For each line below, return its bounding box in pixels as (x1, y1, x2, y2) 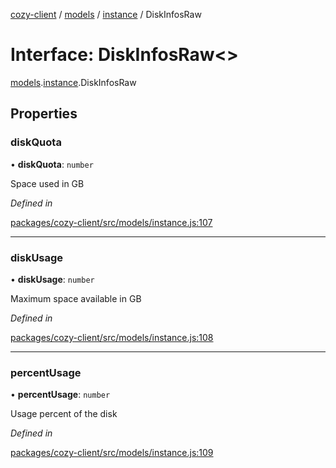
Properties (10, 105, 78, 123)
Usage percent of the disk (10, 408, 118, 420)
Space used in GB (10, 177, 85, 189)
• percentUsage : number (10, 389, 111, 401)
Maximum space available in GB (10, 292, 142, 304)
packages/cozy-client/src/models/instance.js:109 (10, 447, 214, 459)
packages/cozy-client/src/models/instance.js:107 (10, 216, 213, 228)
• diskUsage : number (10, 273, 95, 285)
